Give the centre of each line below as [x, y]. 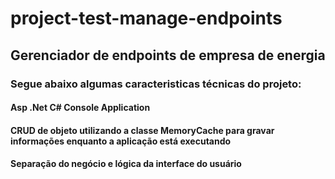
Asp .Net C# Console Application [80, 108]
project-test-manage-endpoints [146, 18]
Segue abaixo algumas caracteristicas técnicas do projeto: [156, 84]
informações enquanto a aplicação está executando [121, 141]
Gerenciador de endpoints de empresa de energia [168, 55]
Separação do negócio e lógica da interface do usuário [126, 164]
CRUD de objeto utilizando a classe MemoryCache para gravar [142, 130]
